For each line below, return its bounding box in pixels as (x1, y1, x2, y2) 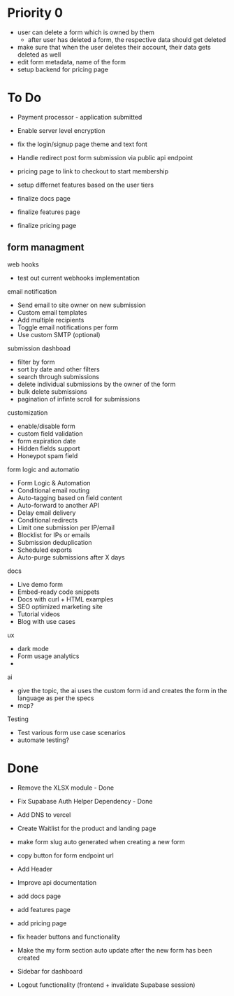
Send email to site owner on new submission (17, 301, 146, 309)
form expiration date (17, 436, 76, 445)
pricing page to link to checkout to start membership (17, 166, 169, 176)
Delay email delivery (17, 508, 76, 517)
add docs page (17, 892, 61, 900)
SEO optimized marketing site (17, 602, 103, 611)
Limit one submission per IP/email (17, 523, 115, 532)
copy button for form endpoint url (17, 851, 114, 860)
